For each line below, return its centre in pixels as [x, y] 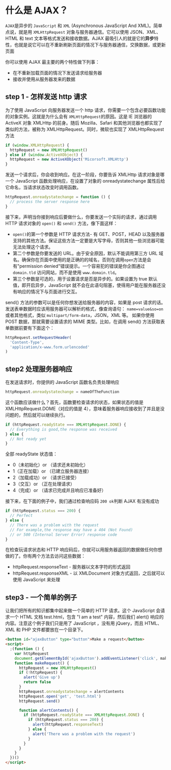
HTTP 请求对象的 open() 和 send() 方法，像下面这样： [62, 223]
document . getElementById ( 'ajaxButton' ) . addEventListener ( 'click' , [86, 658]
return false [37, 682]
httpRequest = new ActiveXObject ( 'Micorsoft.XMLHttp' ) [69, 159]
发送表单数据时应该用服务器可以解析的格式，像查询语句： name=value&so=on [84, 309]
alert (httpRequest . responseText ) [68, 725]
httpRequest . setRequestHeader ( [38, 337]
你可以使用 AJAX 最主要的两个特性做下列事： [53, 62]
